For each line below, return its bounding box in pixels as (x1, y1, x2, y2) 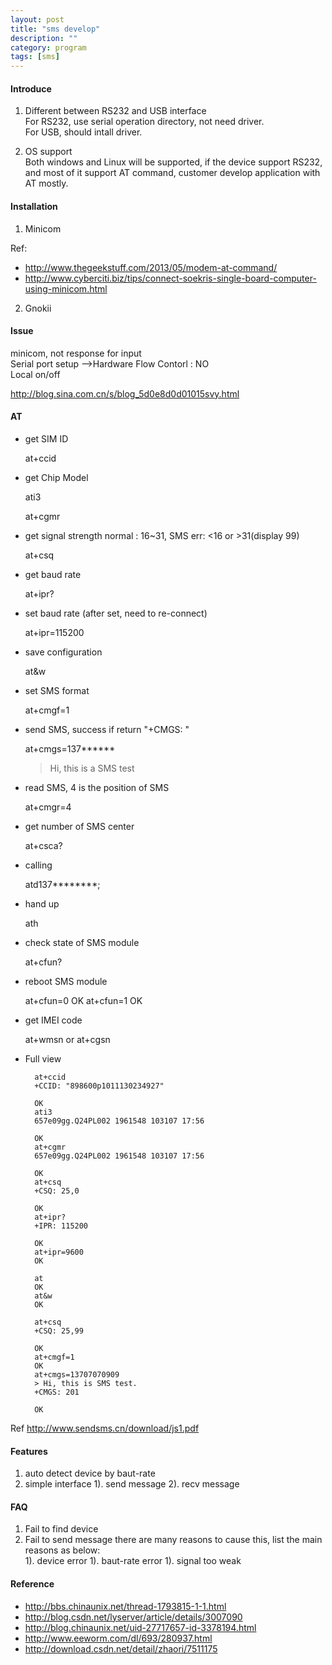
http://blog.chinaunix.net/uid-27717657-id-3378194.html (24, 1621, 257, 1633)
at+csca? (24, 839, 63, 851)
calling (24, 859, 53, 871)
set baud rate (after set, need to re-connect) (24, 607, 208, 619)
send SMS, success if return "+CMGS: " (24, 723, 190, 735)
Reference (10, 1577, 55, 1590)
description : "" (10, 33, 78, 43)
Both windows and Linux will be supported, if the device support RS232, (24, 156, 323, 168)
